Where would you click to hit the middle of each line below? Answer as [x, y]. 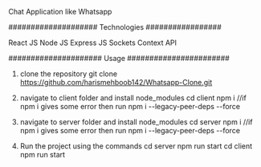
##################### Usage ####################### [119, 58]
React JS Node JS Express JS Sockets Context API [93, 43]
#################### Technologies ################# [115, 27]
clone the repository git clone [69, 74]
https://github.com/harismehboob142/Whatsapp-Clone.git [116, 82]
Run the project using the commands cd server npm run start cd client [136, 146]
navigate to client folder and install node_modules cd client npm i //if [133, 98]
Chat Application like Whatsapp [60, 12]
